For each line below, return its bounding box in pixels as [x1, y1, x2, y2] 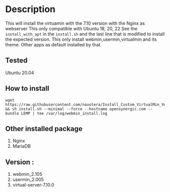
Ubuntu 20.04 [5, 70, 34, 76]
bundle [5, 111, 19, 116]
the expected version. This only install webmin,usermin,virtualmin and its [5, 36, 157, 42]
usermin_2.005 [12, 176, 44, 182]
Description [5, 4, 56, 15]
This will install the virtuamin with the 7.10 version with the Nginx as [5, 20, 145, 26]
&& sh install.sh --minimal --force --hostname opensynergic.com [5, 106, 146, 111]
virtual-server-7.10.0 [12, 182, 55, 188]
